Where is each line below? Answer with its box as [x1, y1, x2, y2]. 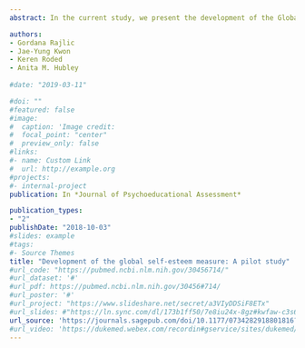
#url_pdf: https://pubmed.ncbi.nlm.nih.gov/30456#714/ [9, 283, 221, 292]
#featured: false [9, 105, 75, 114]
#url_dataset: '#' [9, 273, 79, 283]
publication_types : [9, 206, 84, 215]
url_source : [9, 315, 54, 325]
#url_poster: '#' [9, 291, 75, 300]
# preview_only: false [9, 139, 100, 148]
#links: [9, 147, 39, 157]
